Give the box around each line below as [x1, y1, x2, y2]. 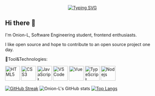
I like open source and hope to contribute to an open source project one [5, 41, 151, 47]
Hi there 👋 [5, 19, 36, 27]
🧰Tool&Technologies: [5, 56, 48, 62]
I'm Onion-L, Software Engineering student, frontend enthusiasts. [5, 32, 137, 38]
